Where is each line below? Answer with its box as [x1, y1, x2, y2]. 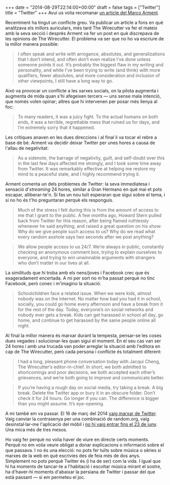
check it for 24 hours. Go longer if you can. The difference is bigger [17, 395, 159, 401]
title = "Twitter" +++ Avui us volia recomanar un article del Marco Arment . [5, 10, 159, 16]
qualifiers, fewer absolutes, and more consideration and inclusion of [17, 73, 160, 78]
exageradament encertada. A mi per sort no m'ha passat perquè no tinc [5, 275, 155, 281]
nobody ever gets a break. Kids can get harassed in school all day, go [17, 312, 163, 318]
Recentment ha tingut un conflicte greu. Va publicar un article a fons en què [5, 20, 163, 25]
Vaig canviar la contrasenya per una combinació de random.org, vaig [5, 416, 150, 422]
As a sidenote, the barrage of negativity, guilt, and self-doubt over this [17, 155, 165, 161]
